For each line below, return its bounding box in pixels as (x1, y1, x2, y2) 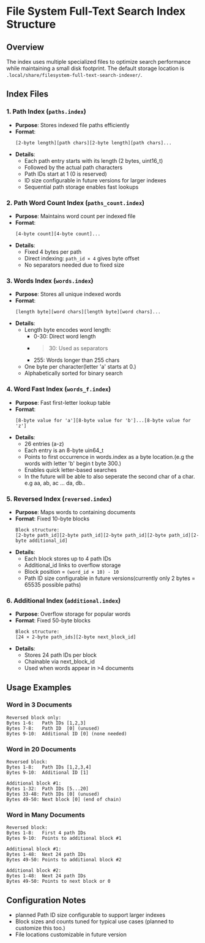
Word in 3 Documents (6, 700, 72, 709)
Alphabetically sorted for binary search (24, 370, 123, 377)
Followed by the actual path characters (24, 163, 123, 171)
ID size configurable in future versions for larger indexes (24, 176, 166, 184)
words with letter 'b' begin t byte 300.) (24, 460, 121, 467)
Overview (6, 42, 45, 52)
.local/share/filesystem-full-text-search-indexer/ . (6, 71, 143, 78)
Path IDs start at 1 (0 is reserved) (24, 170, 107, 178)
